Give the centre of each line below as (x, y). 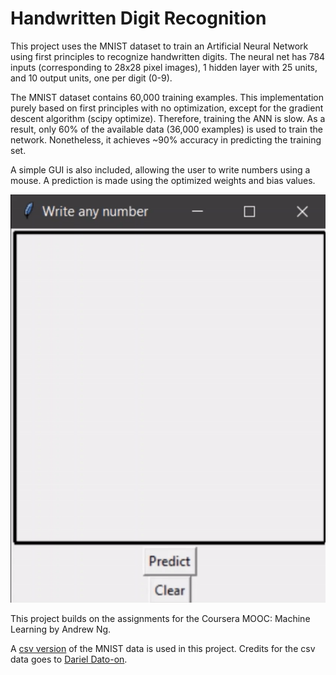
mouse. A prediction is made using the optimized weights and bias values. (163, 180)
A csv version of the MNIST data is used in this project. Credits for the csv (163, 648)
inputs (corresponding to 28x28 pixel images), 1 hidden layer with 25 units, (164, 67)
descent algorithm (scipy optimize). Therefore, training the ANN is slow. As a (168, 118)
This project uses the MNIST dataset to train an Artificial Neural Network (159, 46)
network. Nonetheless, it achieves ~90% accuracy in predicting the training (166, 139)
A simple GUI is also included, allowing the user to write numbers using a (160, 169)
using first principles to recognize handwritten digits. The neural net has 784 (168, 56)
